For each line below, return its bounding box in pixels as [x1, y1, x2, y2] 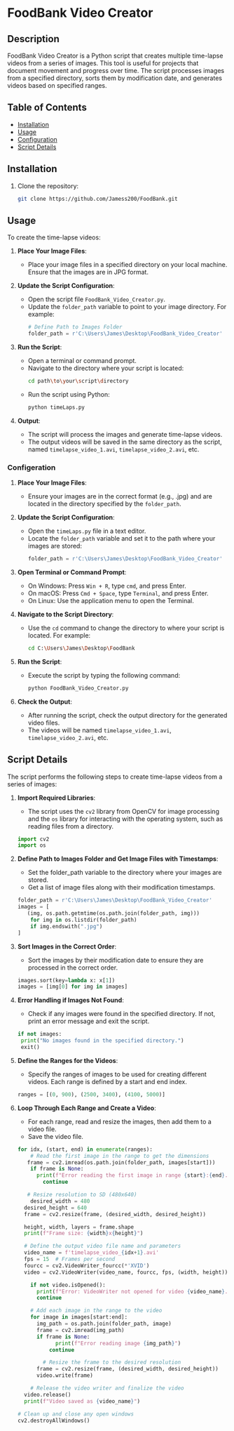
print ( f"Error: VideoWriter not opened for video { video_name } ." [36, 1288, 231, 1295]
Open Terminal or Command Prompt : [17, 567, 127, 576]
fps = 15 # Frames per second [24, 1255, 116, 1263]
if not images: [17, 1031, 62, 1038]
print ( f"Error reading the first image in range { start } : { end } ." [36, 1172, 231, 1179]
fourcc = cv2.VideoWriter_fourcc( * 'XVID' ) [24, 1262, 150, 1269]
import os [17, 842, 47, 849]
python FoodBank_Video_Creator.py [27, 685, 129, 692]
